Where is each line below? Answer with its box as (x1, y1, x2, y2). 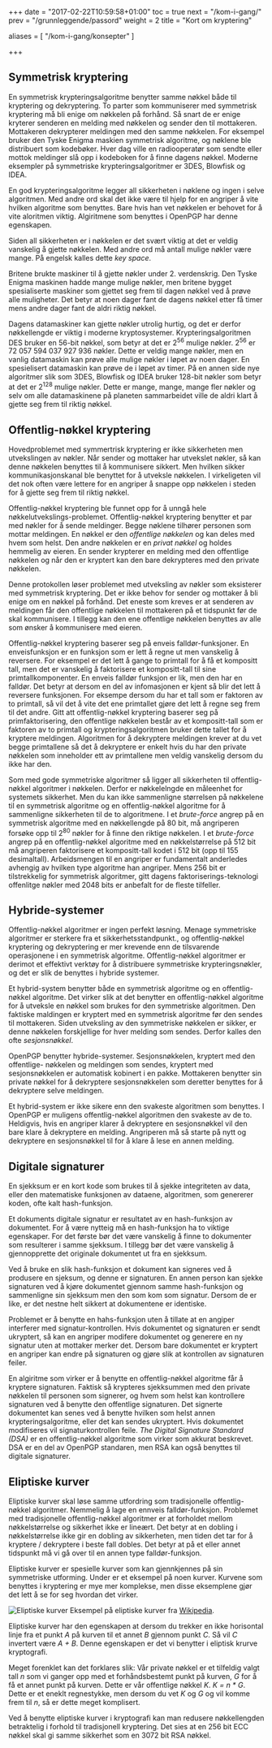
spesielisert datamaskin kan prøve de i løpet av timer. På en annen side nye (8, 363, 260, 373)
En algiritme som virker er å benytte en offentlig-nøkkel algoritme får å (8, 1374, 244, 1383)
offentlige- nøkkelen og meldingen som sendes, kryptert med (8, 1060, 214, 1070)
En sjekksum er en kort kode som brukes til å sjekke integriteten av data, (8, 1181, 251, 1191)
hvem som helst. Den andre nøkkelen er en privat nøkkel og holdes (8, 538, 232, 547)
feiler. (8, 1358, 28, 1368)
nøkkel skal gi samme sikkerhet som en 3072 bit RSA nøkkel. (8, 1730, 212, 1741)
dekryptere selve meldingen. (8, 1086, 104, 1096)
